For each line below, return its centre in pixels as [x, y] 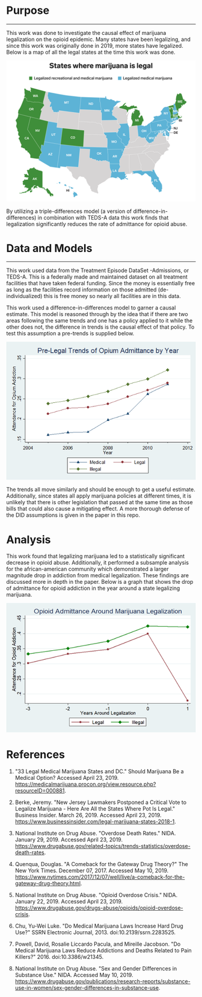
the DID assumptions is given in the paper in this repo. [73, 515]
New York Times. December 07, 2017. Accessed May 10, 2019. [92, 870]
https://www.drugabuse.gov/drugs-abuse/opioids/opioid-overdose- [99, 908]
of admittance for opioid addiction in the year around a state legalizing [93, 588]
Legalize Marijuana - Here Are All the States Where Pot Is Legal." [95, 808]
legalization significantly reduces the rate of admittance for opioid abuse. [97, 224]
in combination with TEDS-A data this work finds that [103, 217]
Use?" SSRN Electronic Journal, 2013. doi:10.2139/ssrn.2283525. [95, 932]
